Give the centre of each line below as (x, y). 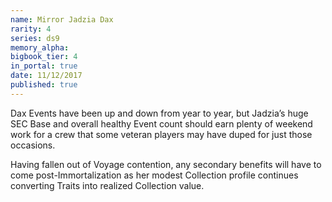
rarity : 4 (31, 29)
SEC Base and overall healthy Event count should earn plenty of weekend (161, 123)
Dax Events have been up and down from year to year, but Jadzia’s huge (159, 113)
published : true (44, 85)
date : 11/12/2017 (46, 76)
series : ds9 (35, 38)
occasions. (33, 145)
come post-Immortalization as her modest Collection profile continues (154, 175)
